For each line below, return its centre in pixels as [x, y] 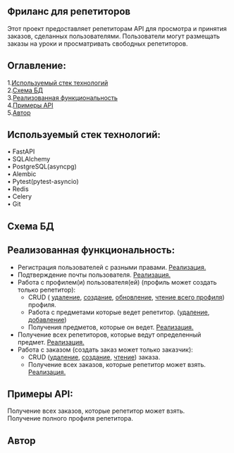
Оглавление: [37, 66]
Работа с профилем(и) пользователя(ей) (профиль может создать [117, 282]
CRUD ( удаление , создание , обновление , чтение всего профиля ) [126, 297]
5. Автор [19, 113]
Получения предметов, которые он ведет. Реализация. [111, 327]
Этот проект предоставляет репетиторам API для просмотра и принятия [117, 28]
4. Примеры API [30, 105]
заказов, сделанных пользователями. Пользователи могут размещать [114, 36]
